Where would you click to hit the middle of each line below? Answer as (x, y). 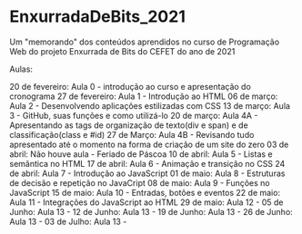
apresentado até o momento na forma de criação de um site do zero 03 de (149, 144)
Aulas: (21, 69)
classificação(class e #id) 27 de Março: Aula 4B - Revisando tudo (132, 134)
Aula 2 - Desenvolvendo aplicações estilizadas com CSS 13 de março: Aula (150, 105)
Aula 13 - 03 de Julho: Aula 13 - (68, 221)
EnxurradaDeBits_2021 (98, 17)
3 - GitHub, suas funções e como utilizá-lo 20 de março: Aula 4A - (134, 115)
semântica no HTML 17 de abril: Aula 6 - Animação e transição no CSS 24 (147, 163)
